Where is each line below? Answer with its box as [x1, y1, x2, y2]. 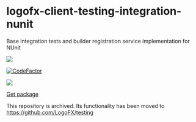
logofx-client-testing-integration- [6, 4, 182, 18]
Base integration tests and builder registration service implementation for [6, 37, 191, 45]
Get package [6, 90, 38, 98]
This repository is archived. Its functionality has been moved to [6, 102, 165, 109]
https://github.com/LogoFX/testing [6, 109, 93, 116]
